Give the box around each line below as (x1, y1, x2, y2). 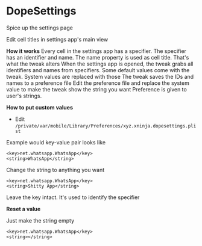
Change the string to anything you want (6, 166, 105, 173)
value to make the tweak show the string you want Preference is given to (6, 85, 187, 93)
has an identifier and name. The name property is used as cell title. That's (6, 54, 189, 61)
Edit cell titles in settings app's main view (6, 35, 109, 43)
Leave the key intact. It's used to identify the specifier (6, 194, 140, 201)
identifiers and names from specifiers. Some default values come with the (6, 66, 190, 73)
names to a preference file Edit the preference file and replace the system (6, 79, 190, 87)
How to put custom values (6, 103, 74, 111)
